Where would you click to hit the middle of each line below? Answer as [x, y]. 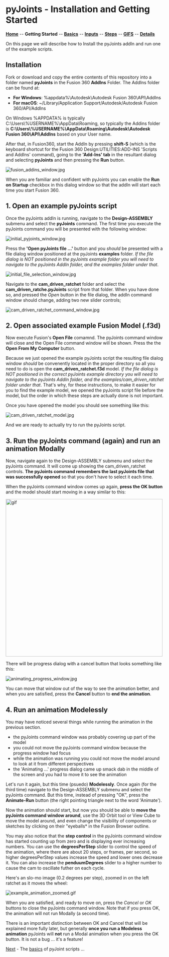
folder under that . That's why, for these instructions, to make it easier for [81, 385]
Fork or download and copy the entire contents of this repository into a [79, 77]
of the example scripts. [29, 49]
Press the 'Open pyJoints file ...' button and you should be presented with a [84, 248]
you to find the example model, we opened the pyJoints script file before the [84, 390]
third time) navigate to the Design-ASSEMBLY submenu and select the [78, 789]
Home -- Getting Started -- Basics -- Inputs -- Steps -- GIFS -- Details [80, 34]
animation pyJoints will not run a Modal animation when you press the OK [82, 934]
